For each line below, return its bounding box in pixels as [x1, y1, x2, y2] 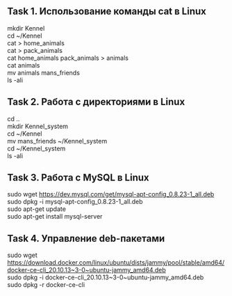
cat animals [7, 61, 40, 69]
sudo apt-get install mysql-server [7, 212, 103, 221]
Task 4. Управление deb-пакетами [7, 233, 165, 244]
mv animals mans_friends [7, 68, 80, 77]
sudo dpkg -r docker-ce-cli [7, 281, 85, 289]
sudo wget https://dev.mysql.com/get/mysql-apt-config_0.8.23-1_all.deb [7, 190, 215, 198]
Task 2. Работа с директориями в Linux [7, 96, 185, 108]
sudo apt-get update [7, 205, 66, 213]
